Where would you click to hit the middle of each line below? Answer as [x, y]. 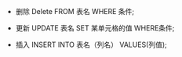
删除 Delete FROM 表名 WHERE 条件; [75, 11]
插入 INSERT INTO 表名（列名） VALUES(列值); [91, 45]
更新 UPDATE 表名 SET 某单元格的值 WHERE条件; [95, 28]
